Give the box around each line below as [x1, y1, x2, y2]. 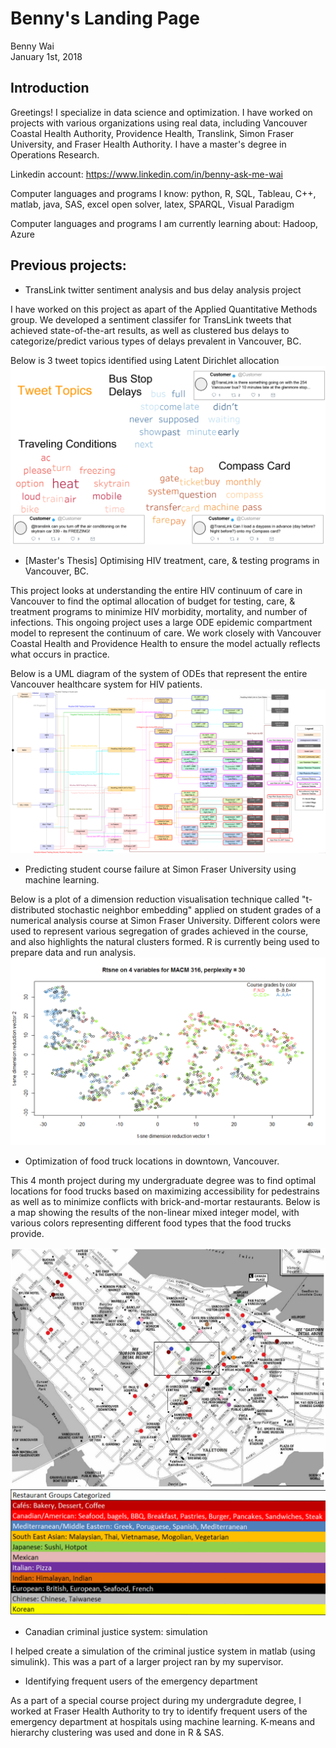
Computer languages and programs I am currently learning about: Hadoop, [10, 217, 319, 229]
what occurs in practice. [10, 648, 110, 660]
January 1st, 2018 [10, 50, 83, 62]
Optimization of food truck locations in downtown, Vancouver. [24, 1155, 280, 1167]
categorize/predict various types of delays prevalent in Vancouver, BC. [10, 335, 302, 347]
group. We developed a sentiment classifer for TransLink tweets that [10, 313, 292, 326]
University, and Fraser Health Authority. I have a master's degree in [10, 138, 287, 150]
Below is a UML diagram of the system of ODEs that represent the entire [10, 667, 308, 679]
